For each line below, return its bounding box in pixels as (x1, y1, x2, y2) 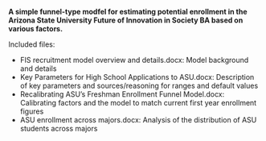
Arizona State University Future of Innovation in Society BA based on (8, 15, 243, 25)
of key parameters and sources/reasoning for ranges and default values (19, 81, 259, 90)
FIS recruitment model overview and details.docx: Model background (19, 56, 249, 64)
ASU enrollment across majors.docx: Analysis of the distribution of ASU (19, 115, 257, 124)
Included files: (8, 39, 55, 49)
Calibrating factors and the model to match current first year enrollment (19, 98, 257, 107)
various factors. (8, 24, 63, 33)
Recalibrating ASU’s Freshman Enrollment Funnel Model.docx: (19, 89, 225, 99)
